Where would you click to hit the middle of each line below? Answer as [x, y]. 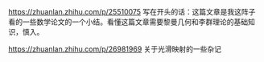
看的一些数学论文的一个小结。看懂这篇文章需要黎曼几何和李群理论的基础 [128, 22]
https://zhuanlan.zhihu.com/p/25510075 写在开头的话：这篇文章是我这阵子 [132, 12]
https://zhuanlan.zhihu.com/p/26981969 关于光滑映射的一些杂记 [115, 49]
